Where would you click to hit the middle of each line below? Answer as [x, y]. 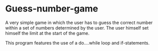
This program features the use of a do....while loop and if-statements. [77, 42]
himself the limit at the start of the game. [47, 33]
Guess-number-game [52, 9]
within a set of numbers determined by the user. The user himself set [77, 27]
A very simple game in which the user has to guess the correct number [79, 22]
